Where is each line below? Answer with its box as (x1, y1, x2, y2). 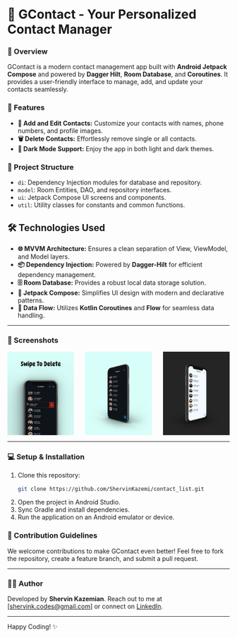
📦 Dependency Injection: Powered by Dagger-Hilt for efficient (17, 260, 203, 268)
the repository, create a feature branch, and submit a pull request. (7, 554, 199, 562)
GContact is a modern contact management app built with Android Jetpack (7, 63, 227, 71)
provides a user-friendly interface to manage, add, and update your (7, 78, 203, 86)
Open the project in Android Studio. (17, 498, 121, 507)
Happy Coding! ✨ (7, 622, 58, 631)
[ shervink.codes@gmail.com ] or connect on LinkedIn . (7, 602, 164, 610)
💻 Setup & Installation (7, 452, 85, 462)
